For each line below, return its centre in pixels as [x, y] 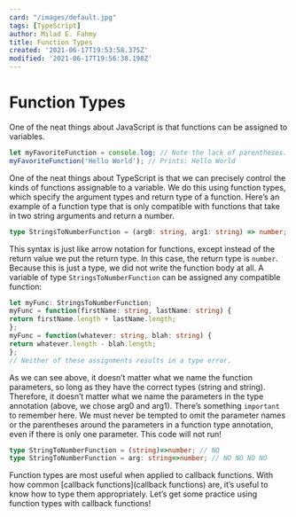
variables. [27, 136]
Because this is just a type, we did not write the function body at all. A [136, 268]
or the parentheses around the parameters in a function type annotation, [141, 424]
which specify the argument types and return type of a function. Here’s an [144, 197]
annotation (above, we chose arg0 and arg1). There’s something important [144, 405]
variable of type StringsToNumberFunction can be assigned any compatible [145, 277]
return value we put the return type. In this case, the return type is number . [144, 258]
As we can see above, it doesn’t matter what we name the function [131, 377]
